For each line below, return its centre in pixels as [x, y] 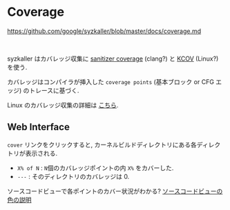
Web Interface [39, 127]
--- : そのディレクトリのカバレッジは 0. [73, 176]
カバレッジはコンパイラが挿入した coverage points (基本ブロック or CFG [111, 82]
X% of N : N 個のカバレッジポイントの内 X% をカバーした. [95, 168]
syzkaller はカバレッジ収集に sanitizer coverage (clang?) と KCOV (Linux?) [113, 59]
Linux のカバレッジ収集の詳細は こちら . [63, 105]
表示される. [41, 153]
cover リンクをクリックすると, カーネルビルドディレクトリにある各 [102, 145]
